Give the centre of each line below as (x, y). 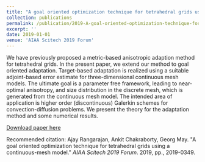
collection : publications (39, 18)
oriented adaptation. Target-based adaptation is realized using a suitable (98, 70)
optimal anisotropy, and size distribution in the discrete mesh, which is (95, 90)
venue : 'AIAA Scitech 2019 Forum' (50, 40)
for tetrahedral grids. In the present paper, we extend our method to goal (98, 64)
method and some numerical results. (52, 116)
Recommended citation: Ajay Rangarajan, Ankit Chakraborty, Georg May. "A (101, 139)
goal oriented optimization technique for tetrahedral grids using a (88, 146)
